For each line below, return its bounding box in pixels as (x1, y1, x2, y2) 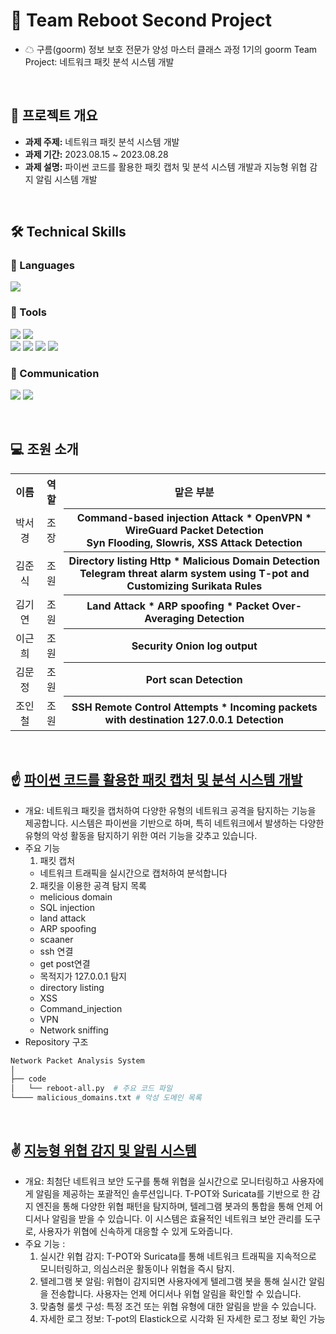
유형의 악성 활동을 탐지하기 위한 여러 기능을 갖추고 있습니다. (24, 829, 258, 841)
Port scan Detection (145, 672, 243, 686)
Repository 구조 (24, 1035, 89, 1048)
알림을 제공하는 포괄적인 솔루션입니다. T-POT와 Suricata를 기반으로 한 (35, 1187, 310, 1199)
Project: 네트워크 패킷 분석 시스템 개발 (24, 55, 175, 68)
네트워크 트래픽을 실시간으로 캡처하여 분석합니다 (39, 867, 228, 879)
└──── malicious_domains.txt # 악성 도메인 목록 (10, 1093, 202, 1103)
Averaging (144, 611, 195, 625)
